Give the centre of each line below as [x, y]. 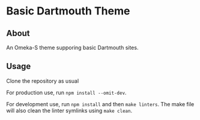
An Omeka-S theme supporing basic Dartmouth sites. [72, 47]
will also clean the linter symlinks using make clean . [69, 110]
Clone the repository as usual [43, 81]
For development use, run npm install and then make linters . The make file [100, 104]
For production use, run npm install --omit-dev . [66, 92]
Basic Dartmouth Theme [68, 11]
